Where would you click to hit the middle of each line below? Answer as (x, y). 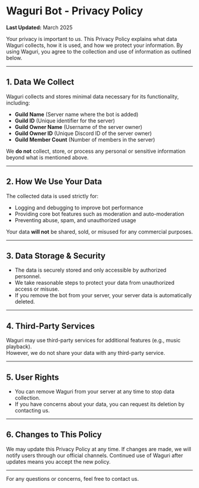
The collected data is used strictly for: (52, 196)
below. (14, 58)
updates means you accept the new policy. (58, 461)
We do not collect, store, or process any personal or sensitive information (96, 151)
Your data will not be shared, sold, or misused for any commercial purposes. (99, 232)
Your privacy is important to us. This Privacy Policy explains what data (92, 39)
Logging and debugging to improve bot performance (79, 207)
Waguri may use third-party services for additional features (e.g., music (93, 341)
